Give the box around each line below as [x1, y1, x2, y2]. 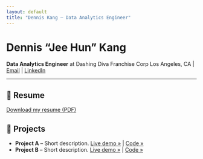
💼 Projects [6, 123, 46, 134]
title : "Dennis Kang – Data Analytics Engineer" [6, 15, 131, 21]
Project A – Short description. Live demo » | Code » [14, 140, 144, 147]
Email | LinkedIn [6, 67, 46, 74]
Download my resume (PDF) [6, 106, 77, 114]
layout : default [6, 8, 47, 15]
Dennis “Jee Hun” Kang [6, 41, 127, 54]
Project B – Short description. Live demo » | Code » [14, 146, 144, 154]
